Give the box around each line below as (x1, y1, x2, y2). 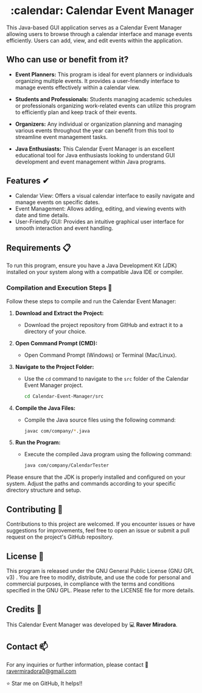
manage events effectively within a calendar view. (15, 84, 141, 91)
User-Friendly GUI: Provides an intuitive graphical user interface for (15, 218, 184, 225)
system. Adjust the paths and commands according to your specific (6, 480, 176, 487)
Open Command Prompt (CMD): (15, 339, 98, 346)
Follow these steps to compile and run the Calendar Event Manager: (6, 297, 176, 305)
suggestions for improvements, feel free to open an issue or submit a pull (6, 527, 190, 534)
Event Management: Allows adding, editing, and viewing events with (15, 205, 186, 212)
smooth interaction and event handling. (15, 224, 114, 232)
